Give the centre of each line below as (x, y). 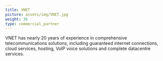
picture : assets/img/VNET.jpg (37, 14)
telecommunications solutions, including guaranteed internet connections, (82, 43)
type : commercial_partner (32, 24)
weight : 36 (17, 19)
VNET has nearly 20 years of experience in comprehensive (66, 38)
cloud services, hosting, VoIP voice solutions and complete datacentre (78, 48)
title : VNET (18, 10)
